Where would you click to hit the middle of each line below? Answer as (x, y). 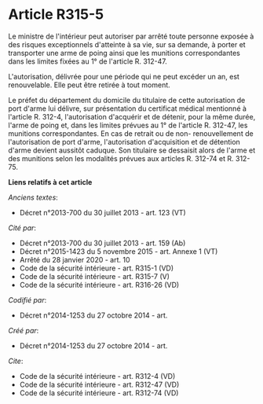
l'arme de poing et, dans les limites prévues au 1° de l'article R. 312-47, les (128, 125)
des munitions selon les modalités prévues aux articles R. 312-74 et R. (121, 158)
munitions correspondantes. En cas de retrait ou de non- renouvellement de (131, 133)
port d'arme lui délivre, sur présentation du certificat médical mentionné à (128, 108)
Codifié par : (27, 299)
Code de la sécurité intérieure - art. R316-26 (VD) (99, 285)
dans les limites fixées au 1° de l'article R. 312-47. (88, 61)
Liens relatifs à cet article (50, 182)
